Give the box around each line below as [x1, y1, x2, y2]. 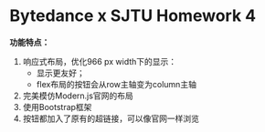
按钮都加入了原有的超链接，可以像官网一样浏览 [22, 113, 199, 124]
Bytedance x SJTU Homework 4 [9, 5, 257, 26]
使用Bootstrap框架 [22, 101, 92, 112]
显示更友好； [36, 67, 85, 78]
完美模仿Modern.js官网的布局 [22, 90, 134, 101]
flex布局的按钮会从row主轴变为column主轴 [36, 78, 196, 89]
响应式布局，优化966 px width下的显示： [22, 56, 177, 66]
